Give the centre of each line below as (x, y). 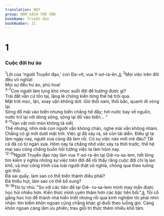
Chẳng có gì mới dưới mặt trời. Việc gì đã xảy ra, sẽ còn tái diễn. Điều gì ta (80, 134)
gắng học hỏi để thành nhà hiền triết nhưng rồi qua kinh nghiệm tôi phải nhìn (82, 198)
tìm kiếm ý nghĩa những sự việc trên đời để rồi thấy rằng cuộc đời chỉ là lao (80, 161)
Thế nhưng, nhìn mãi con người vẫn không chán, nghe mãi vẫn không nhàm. (82, 128)
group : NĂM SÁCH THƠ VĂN (30, 14)
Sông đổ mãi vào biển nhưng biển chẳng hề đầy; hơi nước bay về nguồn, (78, 112)
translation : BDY (23, 10)
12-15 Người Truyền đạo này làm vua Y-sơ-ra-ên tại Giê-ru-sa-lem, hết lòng (80, 155)
